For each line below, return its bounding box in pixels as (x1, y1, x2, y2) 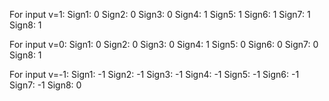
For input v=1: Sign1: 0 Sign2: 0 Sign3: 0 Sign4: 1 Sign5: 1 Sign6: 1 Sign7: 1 (9, 9, 311, 20)
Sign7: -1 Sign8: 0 (9, 79, 82, 91)
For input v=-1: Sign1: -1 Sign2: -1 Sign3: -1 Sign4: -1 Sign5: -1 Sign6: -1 (9, 69, 300, 80)
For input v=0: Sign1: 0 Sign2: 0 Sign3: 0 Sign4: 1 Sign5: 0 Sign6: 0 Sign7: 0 (9, 39, 319, 50)
